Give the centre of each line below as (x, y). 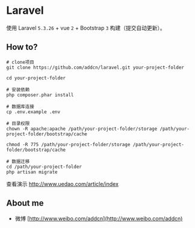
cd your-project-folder (36, 78)
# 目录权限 (18, 123)
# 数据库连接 (20, 106)
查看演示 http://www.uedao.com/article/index (63, 183)
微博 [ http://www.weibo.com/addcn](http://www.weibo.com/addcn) (99, 218)
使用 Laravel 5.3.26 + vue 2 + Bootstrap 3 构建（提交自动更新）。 (86, 28)
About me (25, 203)
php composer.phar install (40, 95)
